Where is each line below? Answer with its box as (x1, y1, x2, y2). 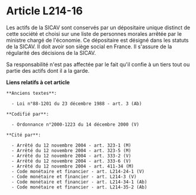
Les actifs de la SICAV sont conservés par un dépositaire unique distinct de (6, 24, 191, 31)
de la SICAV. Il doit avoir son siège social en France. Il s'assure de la (6, 43, 172, 50)
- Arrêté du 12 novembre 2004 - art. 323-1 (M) (11, 142, 132, 148)
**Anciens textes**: (6, 90, 58, 96)
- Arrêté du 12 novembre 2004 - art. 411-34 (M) (11, 163, 134, 169)
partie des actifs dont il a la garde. (6, 67, 90, 74)
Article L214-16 (6, 4, 83, 18)
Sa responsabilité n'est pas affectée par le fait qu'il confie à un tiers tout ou (6, 61, 190, 68)
